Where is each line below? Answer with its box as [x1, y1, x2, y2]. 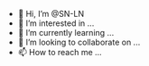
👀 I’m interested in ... [17, 18, 95, 29]
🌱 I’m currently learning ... [17, 28, 115, 37]
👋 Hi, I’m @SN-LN [17, 9, 84, 19]
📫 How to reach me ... [17, 47, 102, 57]
